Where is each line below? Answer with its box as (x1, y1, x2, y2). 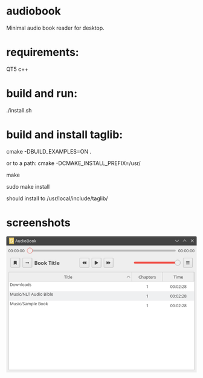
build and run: (6, 86, 78, 100)
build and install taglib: (6, 128, 123, 142)
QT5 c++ (6, 65, 29, 73)
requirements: (6, 45, 80, 59)
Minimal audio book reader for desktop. (6, 24, 105, 31)
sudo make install (6, 183, 50, 190)
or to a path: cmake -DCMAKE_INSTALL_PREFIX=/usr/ (6, 159, 141, 167)
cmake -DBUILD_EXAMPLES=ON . (6, 148, 92, 155)
